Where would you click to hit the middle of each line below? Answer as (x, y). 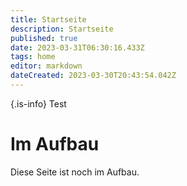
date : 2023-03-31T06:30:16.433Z (77, 47)
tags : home (33, 57)
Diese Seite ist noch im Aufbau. (75, 172)
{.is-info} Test (38, 103)
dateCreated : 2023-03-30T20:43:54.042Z (93, 76)
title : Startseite (48, 19)
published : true (44, 38)
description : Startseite (62, 29)
